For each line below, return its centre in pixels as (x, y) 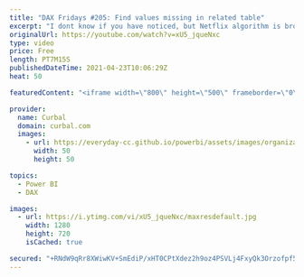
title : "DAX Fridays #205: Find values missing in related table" (137, 18)
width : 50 (52, 151)
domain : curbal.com (54, 126)
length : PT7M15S (40, 60)
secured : (26, 258)
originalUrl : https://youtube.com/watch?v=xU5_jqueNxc (115, 34)
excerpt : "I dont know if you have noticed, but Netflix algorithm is (145, 26)
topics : (24, 175)
